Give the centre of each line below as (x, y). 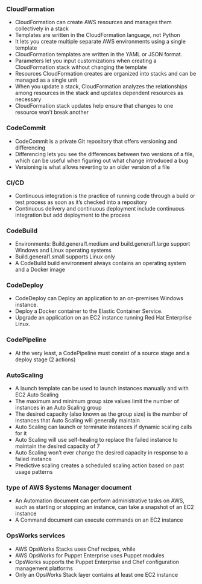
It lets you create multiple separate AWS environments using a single (100, 42)
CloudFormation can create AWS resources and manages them (93, 22)
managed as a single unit (46, 80)
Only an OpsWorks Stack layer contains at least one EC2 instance (96, 574)
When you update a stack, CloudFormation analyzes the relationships (101, 87)
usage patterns (34, 472)
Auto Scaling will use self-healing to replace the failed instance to (96, 440)
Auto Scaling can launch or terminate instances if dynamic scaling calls (103, 427)
